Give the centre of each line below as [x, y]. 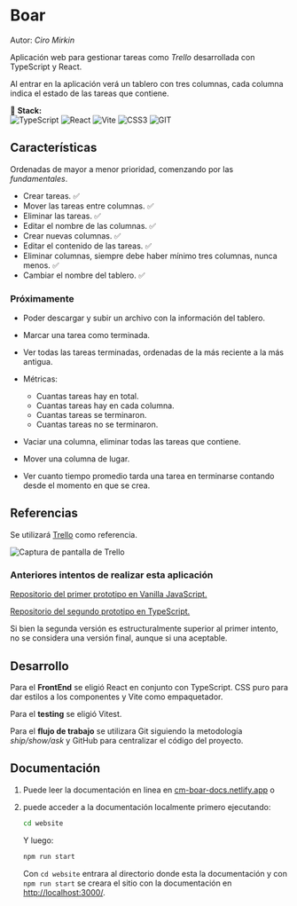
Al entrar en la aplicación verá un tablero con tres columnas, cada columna [147, 83]
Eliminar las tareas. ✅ [62, 216]
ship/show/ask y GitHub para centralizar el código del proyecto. [127, 740]
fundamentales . [39, 178]
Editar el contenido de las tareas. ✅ [87, 246]
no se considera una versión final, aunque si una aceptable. [119, 638]
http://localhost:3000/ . [64, 892]
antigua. [38, 362]
